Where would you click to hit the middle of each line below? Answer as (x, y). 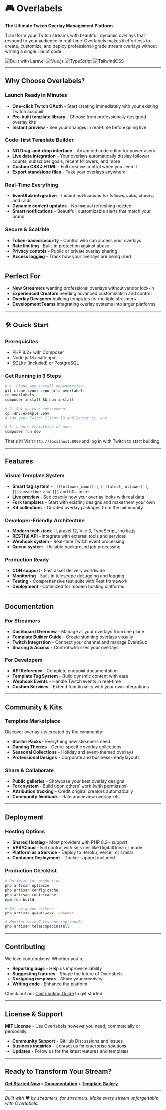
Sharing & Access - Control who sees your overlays (65, 648)
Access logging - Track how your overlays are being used (72, 256)
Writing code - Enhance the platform (50, 984)
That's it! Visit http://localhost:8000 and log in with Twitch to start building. (83, 441)
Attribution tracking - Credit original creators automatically (73, 791)
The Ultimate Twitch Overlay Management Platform (59, 26)
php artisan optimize (27, 886)
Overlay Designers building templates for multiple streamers (74, 299)
